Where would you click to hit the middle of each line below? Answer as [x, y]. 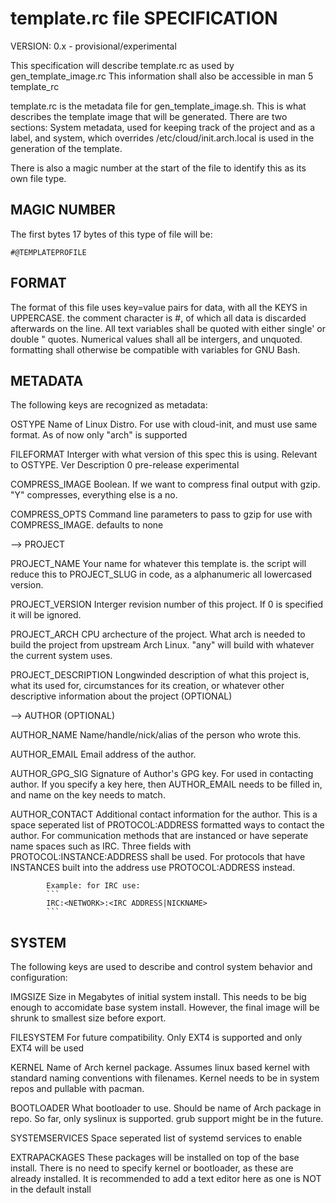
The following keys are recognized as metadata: [109, 405]
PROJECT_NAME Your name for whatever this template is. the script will [158, 564]
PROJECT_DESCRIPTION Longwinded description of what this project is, [160, 675]
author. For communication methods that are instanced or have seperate [159, 836]
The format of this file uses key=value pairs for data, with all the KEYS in [159, 307]
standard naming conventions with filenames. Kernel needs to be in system [165, 1078]
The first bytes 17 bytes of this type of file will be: [111, 234]
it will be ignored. [46, 615]
